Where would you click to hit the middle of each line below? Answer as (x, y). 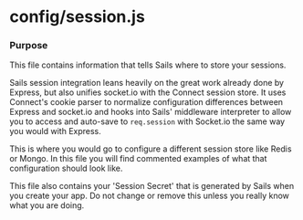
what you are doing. (47, 205)
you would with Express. (56, 131)
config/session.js (78, 17)
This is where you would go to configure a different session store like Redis (151, 149)
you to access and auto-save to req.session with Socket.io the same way (147, 121)
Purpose (29, 46)
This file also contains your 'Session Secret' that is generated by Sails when (152, 186)
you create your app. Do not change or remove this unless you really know (149, 196)
